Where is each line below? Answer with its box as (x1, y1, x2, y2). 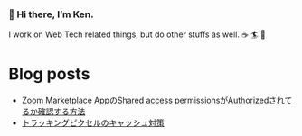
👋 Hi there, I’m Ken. (8, 8, 94, 21)
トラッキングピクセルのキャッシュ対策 (21, 117, 165, 129)
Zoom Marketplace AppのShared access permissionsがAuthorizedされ (21, 95, 285, 106)
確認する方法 (37, 106, 86, 117)
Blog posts (8, 64, 90, 85)
